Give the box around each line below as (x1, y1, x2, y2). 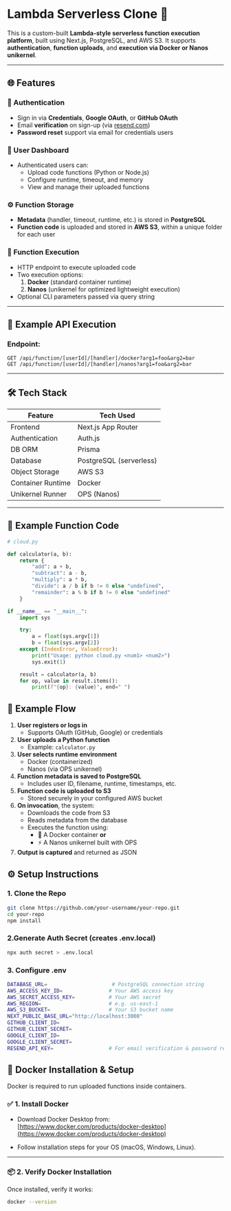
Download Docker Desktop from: (16, 1115, 110, 1123)
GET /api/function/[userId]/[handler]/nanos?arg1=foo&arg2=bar (7, 361, 192, 368)
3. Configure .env (7, 965, 67, 975)
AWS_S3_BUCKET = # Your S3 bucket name (7, 1007, 174, 1014)
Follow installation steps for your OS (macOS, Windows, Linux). (16, 1143, 196, 1151)
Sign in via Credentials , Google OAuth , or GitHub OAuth (16, 113, 179, 122)
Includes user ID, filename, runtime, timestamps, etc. (27, 780, 177, 788)
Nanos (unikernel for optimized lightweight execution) (27, 285, 181, 293)
